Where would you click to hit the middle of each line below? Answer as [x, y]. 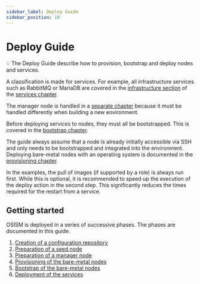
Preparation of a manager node [53, 255]
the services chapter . [32, 94]
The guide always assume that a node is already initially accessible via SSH [99, 142]
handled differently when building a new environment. [73, 112]
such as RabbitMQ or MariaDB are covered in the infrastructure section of [97, 88]
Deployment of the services [49, 274]
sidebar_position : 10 [33, 17]
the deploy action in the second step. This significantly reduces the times [96, 185]
